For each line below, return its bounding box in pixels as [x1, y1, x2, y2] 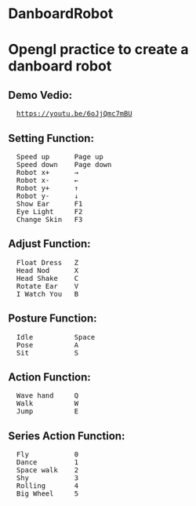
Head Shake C [16, 274, 79, 282]
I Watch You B [16, 289, 79, 298]
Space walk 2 [16, 466, 79, 475]
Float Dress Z [16, 258, 79, 267]
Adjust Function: [8, 237, 92, 251]
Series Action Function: [8, 429, 125, 442]
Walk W [16, 399, 79, 408]
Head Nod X [16, 266, 79, 275]
